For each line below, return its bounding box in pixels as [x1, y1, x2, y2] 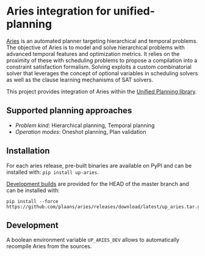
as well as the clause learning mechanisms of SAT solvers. [6, 76, 154, 83]
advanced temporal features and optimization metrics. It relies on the [6, 50, 180, 57]
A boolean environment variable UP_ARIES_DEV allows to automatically [6, 236, 180, 244]
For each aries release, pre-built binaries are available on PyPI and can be [6, 162, 192, 169]
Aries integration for [6, 4, 111, 18]
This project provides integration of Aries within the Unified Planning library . [6, 88, 197, 95]
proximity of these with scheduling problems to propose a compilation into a [6, 57, 198, 64]
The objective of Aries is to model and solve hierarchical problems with [6, 44, 185, 51]
